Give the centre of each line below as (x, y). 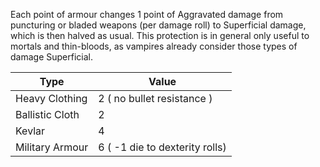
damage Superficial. (51, 57)
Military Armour (52, 147)
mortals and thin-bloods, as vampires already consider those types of (154, 46)
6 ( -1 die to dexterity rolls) (162, 147)
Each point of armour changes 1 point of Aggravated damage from (147, 14)
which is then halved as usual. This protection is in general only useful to (160, 35)
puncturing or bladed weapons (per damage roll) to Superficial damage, (158, 25)
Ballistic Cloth (47, 114)
